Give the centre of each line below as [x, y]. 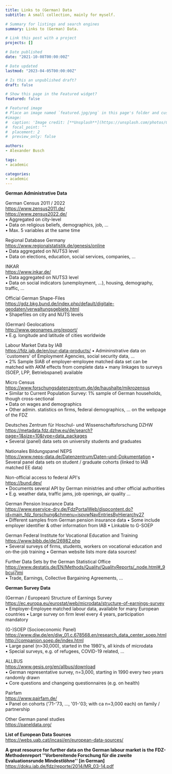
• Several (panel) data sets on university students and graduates [73, 442]
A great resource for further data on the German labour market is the [80, 750]
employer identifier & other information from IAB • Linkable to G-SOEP [79, 526]
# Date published [24, 52]
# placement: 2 [23, 132]
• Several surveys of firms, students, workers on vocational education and [84, 547]
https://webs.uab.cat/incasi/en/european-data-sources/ [64, 740]
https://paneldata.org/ [28, 725]
